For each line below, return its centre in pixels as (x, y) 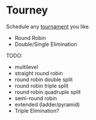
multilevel (26, 67)
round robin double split (44, 79)
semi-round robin (36, 98)
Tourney (27, 10)
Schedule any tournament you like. (48, 26)
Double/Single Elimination (46, 44)
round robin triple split (42, 85)
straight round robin (39, 73)
